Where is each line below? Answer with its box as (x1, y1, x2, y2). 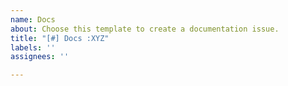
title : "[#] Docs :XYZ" (10, 33, 110, 43)
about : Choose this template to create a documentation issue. (10, 24, 280, 34)
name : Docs (10, 14, 56, 25)
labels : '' (10, 42, 56, 53)
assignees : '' (10, 52, 70, 62)
